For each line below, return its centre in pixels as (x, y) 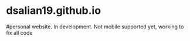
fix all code (19, 32)
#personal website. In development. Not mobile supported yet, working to (95, 27)
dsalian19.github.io (54, 11)
